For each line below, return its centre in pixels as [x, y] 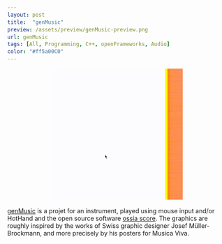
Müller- [199, 226]
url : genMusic [28, 37]
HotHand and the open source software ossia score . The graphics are [108, 218]
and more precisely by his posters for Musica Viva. [116, 233]
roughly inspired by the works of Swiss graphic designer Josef [97, 226]
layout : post [26, 15]
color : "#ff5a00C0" [36, 52]
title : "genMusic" [36, 22]
